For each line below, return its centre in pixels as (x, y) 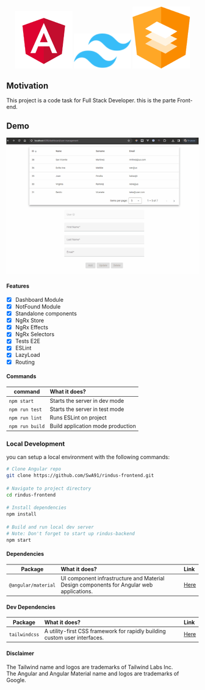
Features (18, 286)
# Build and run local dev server (50, 527)
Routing (25, 362)
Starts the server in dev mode (87, 400)
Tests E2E (28, 341)
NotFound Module (38, 306)
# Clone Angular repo (34, 469)
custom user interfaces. (74, 637)
